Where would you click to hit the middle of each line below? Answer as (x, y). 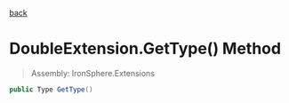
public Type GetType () (51, 89)
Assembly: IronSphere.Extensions (93, 73)
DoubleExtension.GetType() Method (145, 49)
